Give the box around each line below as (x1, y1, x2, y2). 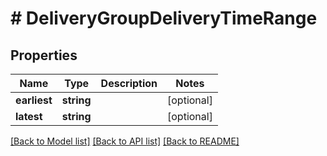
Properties (10, 47, 78, 64)
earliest (15, 93, 53, 107)
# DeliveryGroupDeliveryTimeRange (10, 7, 318, 30)
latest (15, 110, 43, 123)
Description (100, 77, 158, 90)
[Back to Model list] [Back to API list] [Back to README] (10, 135, 240, 147)
